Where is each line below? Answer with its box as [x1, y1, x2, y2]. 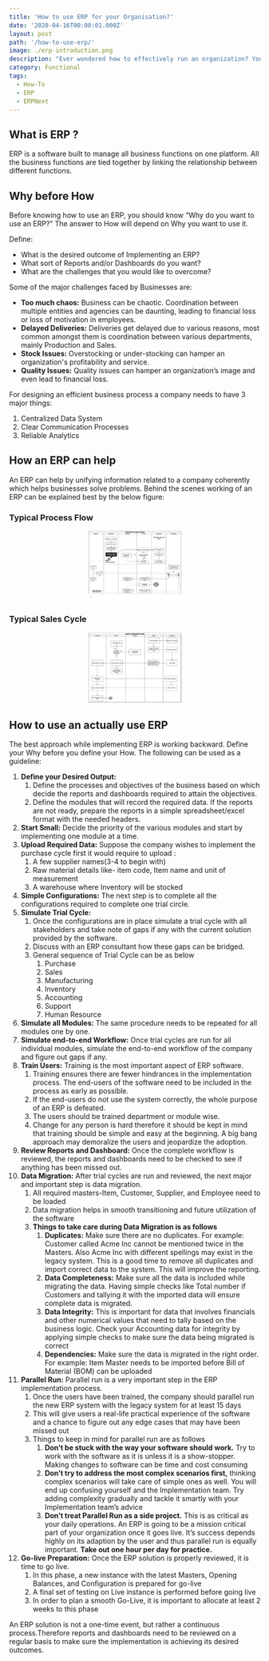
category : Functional [9, 64, 81, 72]
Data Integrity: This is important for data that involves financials [44, 1307, 255, 1316]
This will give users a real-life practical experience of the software [32, 1409, 251, 1419]
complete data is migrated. [44, 1299, 133, 1308]
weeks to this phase [32, 1604, 99, 1614]
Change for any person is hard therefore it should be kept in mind [32, 1120, 248, 1130]
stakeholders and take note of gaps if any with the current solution [32, 925, 251, 934]
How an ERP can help [9, 454, 117, 468]
